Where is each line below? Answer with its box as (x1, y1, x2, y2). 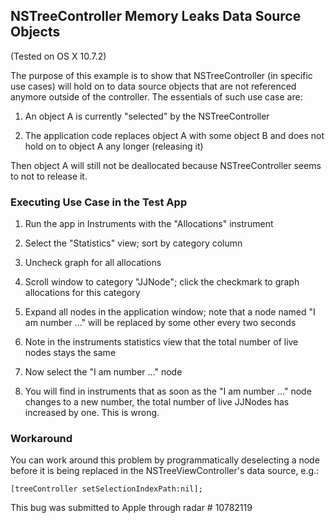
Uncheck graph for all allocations (24, 257, 162, 269)
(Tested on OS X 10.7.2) (10, 50, 107, 62)
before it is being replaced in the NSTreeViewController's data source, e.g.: (10, 465, 320, 477)
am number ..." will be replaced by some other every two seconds (24, 317, 297, 329)
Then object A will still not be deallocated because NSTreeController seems (10, 159, 322, 171)
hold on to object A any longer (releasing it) (24, 140, 204, 152)
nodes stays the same (24, 347, 117, 359)
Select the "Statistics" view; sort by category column (24, 237, 243, 249)
